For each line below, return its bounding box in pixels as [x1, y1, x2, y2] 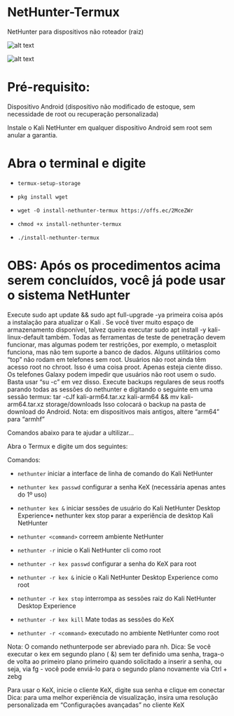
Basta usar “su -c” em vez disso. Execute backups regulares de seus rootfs [7, 377, 225, 386]
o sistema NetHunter [7, 288, 131, 303]
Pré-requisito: [7, 79, 90, 95]
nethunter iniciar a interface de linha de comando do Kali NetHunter [17, 469, 214, 478]
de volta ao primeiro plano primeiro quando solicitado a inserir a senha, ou [7, 657, 222, 666]
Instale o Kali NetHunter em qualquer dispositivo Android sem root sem [7, 123, 212, 132]
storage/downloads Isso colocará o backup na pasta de [45, 400, 207, 408]
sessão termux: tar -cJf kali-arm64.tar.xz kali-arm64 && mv [7, 392, 179, 400]
